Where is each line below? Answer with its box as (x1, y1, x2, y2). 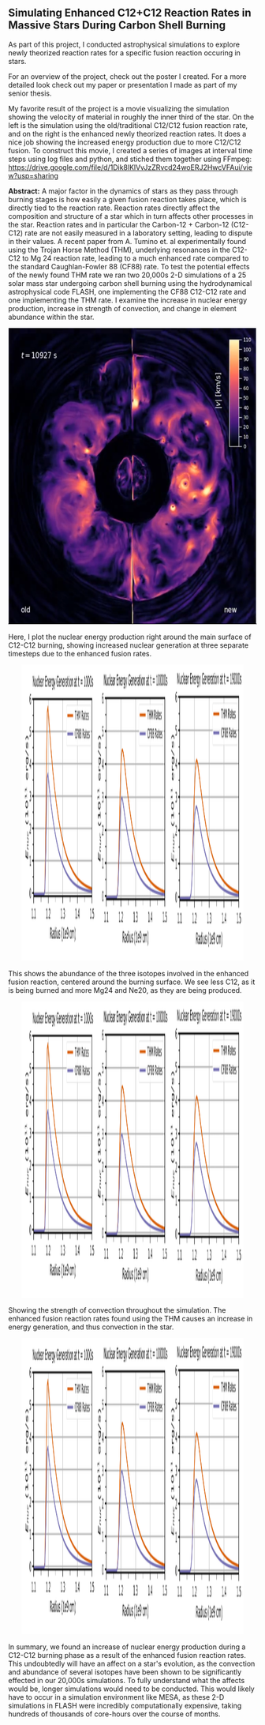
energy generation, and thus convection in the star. (8, 1322, 174, 1332)
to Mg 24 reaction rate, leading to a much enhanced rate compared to (22, 253, 249, 263)
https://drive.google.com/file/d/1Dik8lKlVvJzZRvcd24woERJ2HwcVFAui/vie (8, 162, 253, 172)
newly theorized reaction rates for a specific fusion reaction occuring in (8, 47, 241, 58)
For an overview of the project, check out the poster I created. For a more (8, 71, 247, 81)
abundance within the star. (8, 312, 95, 321)
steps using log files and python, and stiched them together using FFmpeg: (8, 154, 252, 163)
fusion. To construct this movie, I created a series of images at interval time (8, 145, 253, 155)
